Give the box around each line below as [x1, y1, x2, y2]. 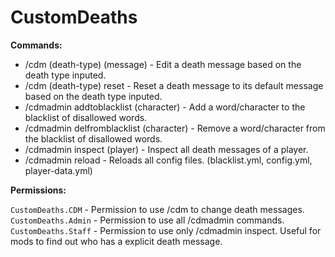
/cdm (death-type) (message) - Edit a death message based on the [24, 58, 302, 70]
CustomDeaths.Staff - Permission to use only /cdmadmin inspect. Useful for [10, 224, 322, 236]
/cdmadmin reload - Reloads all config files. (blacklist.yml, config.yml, [24, 154, 313, 166]
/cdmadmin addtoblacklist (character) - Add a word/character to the [24, 101, 306, 113]
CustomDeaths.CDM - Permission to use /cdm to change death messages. [10, 203, 305, 215]
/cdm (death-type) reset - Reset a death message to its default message [24, 79, 324, 91]
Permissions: [10, 184, 67, 196]
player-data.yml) [24, 164, 93, 176]
